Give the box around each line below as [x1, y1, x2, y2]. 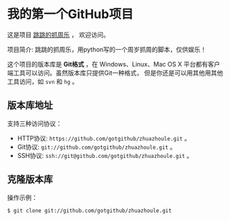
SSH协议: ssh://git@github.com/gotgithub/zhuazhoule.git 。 [17, 151, 193, 159]
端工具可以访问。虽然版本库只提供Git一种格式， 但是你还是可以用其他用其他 [7, 69, 224, 77]
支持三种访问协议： [7, 119, 62, 127]
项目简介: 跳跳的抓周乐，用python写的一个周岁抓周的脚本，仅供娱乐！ [7, 45, 206, 53]
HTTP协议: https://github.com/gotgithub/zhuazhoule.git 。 [17, 134, 191, 142]
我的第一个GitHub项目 [7, 6, 134, 22]
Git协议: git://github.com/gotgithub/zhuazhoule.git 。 [17, 143, 177, 151]
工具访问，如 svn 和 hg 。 [7, 77, 78, 85]
